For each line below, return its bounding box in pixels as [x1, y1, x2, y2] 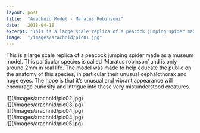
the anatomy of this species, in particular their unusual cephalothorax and [6, 71, 187, 78]
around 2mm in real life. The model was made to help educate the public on [6, 64, 192, 71]
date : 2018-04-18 [6, 22, 55, 28]
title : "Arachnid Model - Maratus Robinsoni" [6, 15, 124, 22]
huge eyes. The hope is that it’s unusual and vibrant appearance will [6, 77, 173, 84]
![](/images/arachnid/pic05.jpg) [6, 120, 83, 127]
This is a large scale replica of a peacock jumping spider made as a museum [6, 52, 194, 59]
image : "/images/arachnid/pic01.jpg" [6, 34, 102, 41]
